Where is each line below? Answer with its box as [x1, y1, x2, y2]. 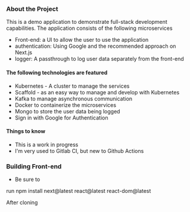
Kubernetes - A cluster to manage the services [14, 82, 130, 90]
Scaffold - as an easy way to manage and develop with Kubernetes [14, 88, 180, 96]
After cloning [6, 199, 38, 206]
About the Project [6, 5, 58, 13]
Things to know [6, 128, 46, 135]
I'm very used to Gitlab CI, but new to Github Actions [14, 147, 144, 154]
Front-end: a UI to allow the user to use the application [14, 36, 149, 44]
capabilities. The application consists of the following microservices [6, 24, 173, 32]
